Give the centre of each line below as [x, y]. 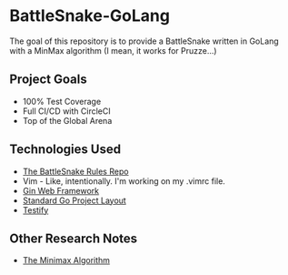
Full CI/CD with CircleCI [66, 111]
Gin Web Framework [61, 190]
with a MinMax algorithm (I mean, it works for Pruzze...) [113, 50]
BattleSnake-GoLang [90, 16]
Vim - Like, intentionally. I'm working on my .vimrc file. [124, 181]
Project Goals [49, 80]
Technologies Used [65, 150]
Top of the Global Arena [67, 120]
